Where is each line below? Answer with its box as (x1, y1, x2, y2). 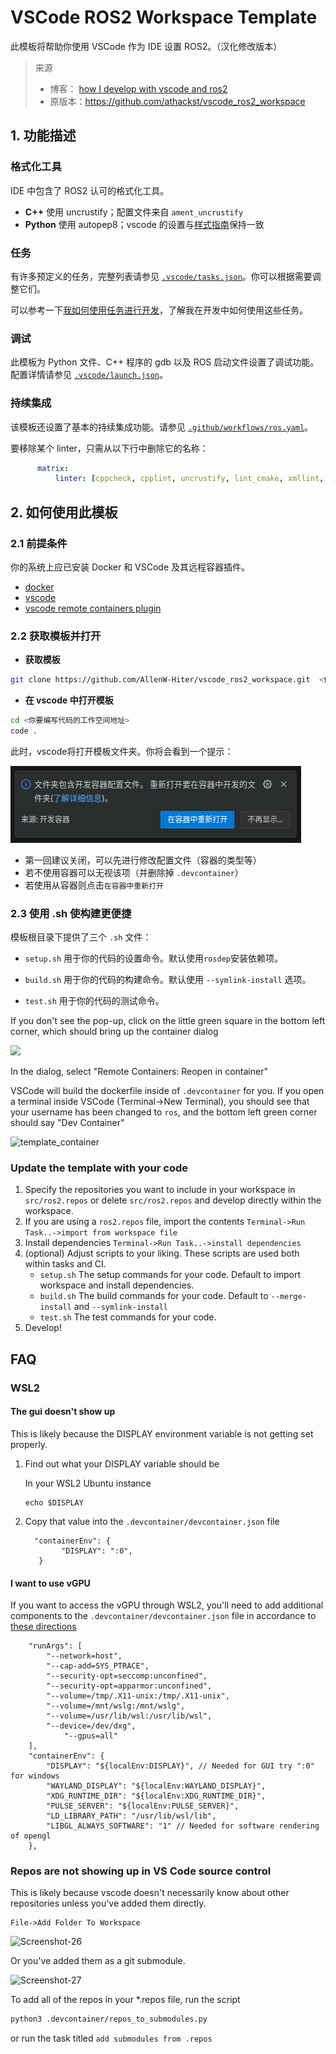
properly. (10, 1438, 48, 1450)
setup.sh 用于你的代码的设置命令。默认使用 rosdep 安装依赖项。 (24, 952, 283, 965)
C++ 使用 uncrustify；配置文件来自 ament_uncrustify (24, 206, 244, 218)
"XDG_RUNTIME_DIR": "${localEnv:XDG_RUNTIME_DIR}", (46, 1791, 267, 1801)
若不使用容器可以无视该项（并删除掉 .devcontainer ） (24, 866, 244, 878)
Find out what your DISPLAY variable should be (24, 1457, 220, 1470)
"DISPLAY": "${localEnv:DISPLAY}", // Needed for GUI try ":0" (46, 1761, 315, 1771)
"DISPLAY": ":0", (61, 1546, 133, 1556)
